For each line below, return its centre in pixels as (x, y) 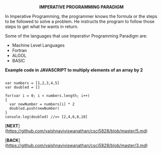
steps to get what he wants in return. (42, 27)
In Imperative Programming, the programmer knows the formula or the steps (81, 16)
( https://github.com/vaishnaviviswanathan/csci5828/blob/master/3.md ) (76, 145)
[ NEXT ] (13, 126)
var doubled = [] (23, 87)
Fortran (19, 50)
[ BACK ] (13, 140)
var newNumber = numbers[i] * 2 (42, 104)
